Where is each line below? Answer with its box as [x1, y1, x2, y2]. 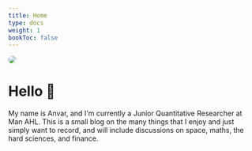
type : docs [8, 19, 44, 27]
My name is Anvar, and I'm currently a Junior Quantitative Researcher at [8, 108, 243, 119]
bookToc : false [8, 33, 58, 42]
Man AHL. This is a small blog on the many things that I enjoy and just [8, 117, 235, 126]
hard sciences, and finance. [8, 134, 99, 143]
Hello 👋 [8, 82, 55, 100]
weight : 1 [8, 26, 41, 34]
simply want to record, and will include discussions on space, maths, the [8, 126, 244, 135]
